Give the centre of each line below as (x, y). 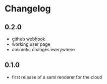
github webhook (28, 39)
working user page (31, 44)
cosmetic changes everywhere (43, 49)
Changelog (28, 9)
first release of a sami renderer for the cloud (57, 77)
